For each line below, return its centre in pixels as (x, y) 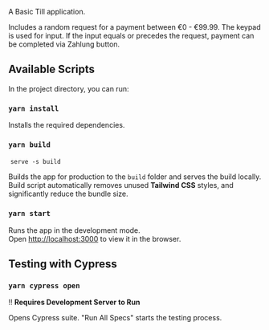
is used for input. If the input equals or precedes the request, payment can (131, 36)
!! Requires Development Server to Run (74, 302)
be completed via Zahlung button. (64, 44)
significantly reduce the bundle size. (68, 194)
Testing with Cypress (63, 264)
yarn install (34, 108)
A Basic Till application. (47, 12)
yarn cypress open (44, 286)
